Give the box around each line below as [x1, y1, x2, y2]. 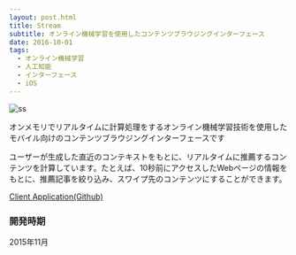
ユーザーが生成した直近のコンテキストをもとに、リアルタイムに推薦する [9, 151, 272, 162]
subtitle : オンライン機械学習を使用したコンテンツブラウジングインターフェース [9, 29, 265, 38]
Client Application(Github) [9, 191, 103, 202]
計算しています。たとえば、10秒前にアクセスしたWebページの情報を [39, 162, 288, 173]
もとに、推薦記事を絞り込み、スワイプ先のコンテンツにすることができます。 [9, 174, 287, 184]
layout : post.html [9, 12, 77, 22]
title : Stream [9, 21, 62, 30]
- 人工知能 [17, 63, 52, 72]
